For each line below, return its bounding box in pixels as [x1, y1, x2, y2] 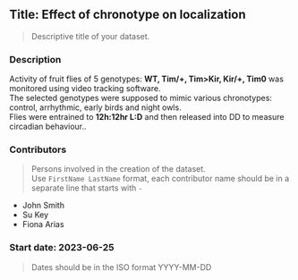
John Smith [21, 200, 65, 211]
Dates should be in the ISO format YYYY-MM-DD [30, 261, 212, 272]
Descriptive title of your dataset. [30, 30, 150, 41]
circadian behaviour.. [9, 121, 87, 132]
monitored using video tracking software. [9, 83, 161, 94]
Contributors [9, 143, 67, 156]
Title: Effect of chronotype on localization [9, 7, 246, 22]
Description [9, 53, 62, 65]
